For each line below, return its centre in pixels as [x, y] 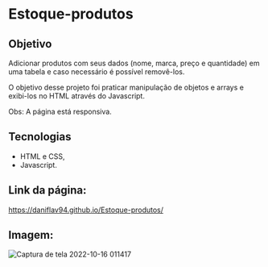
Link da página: [47, 190]
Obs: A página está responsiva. [60, 111]
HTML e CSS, [43, 156]
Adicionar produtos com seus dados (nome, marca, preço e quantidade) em [134, 63]
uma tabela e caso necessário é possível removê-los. [97, 72]
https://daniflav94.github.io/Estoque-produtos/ [86, 210]
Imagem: [31, 235]
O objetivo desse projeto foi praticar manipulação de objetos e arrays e [126, 87]
